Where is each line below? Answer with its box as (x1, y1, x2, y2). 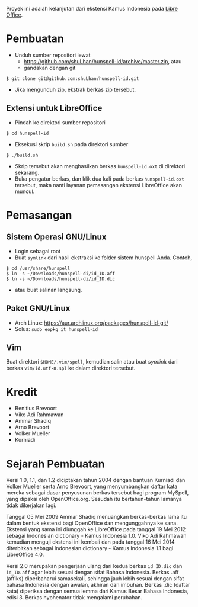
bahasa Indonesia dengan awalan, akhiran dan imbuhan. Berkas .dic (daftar (6, 582, 190, 589)
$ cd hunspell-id (6, 130, 49, 136)
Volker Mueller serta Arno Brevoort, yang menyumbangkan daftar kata (6, 483, 178, 490)
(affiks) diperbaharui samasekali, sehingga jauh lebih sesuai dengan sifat (6, 575, 184, 582)
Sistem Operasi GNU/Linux (6, 232, 107, 242)
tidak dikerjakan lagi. (6, 502, 57, 509)
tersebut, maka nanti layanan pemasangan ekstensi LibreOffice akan (14, 181, 183, 188)
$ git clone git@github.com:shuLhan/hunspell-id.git (6, 75, 139, 82)
